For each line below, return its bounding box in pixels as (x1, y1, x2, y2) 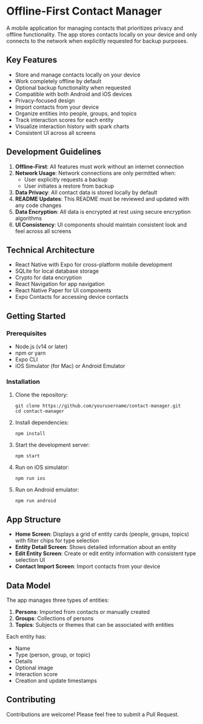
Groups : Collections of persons (15, 615, 94, 622)
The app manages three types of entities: (6, 596, 110, 604)
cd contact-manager (15, 408, 65, 414)
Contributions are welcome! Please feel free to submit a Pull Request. (6, 711, 179, 718)
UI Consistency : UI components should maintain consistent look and (15, 220, 187, 228)
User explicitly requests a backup (24, 176, 108, 183)
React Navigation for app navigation (15, 281, 105, 288)
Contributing (6, 694, 56, 705)
